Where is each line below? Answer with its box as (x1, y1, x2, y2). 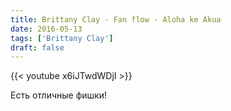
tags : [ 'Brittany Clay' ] (10, 33, 114, 43)
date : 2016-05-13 (10, 24, 83, 34)
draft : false (10, 42, 65, 53)
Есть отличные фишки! (10, 89, 107, 101)
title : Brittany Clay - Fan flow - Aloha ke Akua (10, 14, 222, 25)
